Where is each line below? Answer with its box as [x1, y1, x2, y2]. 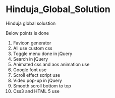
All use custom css [13, 45, 52, 51]
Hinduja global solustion [6, 20, 56, 26]
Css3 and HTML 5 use [13, 88, 60, 94]
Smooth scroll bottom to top [13, 82, 71, 89]
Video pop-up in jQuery [13, 77, 63, 83]
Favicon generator [13, 39, 51, 46]
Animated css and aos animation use [13, 61, 90, 67]
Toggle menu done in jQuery [13, 51, 73, 57]
